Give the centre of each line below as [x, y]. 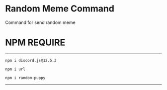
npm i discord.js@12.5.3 [31, 60]
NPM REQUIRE [35, 43]
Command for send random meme [40, 22]
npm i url [15, 69]
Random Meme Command [60, 9]
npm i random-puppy [25, 78]
